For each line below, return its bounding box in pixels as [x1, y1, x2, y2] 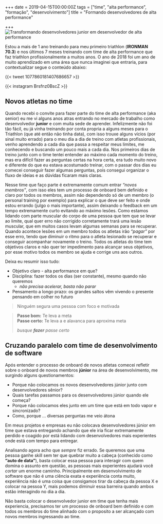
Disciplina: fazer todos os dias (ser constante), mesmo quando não [12, 273, 147, 279]
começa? [12, 397, 31, 403]
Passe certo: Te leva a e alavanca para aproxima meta [17, 318, 127, 323]
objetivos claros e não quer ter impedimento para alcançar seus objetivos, [5, 243, 154, 250]
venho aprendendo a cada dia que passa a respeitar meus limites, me [5, 141, 145, 147]
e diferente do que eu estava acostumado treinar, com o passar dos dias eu [5, 162, 157, 168]
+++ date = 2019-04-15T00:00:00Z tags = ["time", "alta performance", [5, 4, 147, 10]
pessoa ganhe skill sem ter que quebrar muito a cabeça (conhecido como [5, 452, 153, 458]
